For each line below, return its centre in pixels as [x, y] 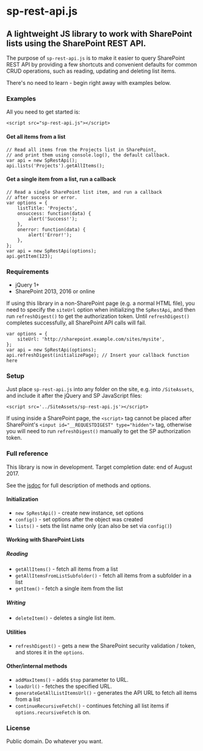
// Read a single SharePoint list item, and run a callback [84, 192]
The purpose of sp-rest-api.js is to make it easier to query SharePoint [96, 58]
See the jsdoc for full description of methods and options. [79, 485]
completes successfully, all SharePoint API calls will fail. [76, 323]
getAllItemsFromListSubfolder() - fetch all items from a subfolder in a [103, 576]
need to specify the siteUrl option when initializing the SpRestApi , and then [101, 310]
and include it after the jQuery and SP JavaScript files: [74, 396]
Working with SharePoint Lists [45, 540]
